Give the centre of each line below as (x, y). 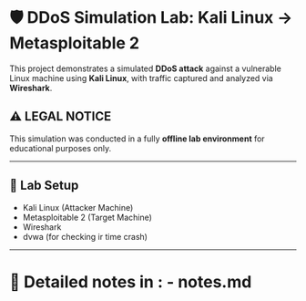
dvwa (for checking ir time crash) (85, 236)
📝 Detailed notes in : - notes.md (131, 281)
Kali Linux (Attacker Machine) (78, 207)
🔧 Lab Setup (44, 186)
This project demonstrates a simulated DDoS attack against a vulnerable (146, 68)
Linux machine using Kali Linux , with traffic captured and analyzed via (141, 78)
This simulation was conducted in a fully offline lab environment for (138, 139)
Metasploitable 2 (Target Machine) (87, 217)
